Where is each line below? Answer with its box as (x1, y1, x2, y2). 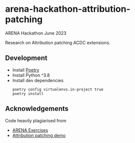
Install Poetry (12, 67, 40, 73)
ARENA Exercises (12, 127, 48, 133)
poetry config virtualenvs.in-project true (12, 87, 104, 92)
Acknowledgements (5, 105, 69, 113)
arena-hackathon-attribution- (5, 3, 131, 15)
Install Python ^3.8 (12, 72, 50, 78)
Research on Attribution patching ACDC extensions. (5, 39, 110, 45)
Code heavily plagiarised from (5, 117, 67, 123)
